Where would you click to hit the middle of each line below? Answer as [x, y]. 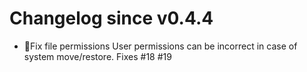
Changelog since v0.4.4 [111, 18]
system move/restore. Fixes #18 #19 [97, 56]
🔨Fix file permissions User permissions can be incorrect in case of [160, 46]
